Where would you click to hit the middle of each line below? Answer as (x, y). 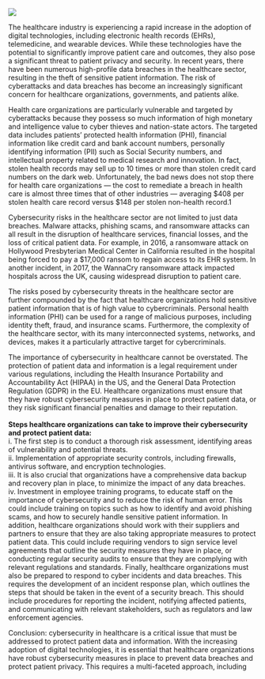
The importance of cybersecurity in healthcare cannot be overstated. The (128, 357)
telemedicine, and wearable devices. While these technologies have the (125, 44)
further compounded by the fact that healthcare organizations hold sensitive (132, 300)
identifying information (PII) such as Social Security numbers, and (115, 152)
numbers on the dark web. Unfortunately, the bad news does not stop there (131, 177)
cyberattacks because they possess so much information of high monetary (131, 118)
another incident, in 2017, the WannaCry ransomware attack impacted (121, 268)
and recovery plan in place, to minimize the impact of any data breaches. (127, 483)
